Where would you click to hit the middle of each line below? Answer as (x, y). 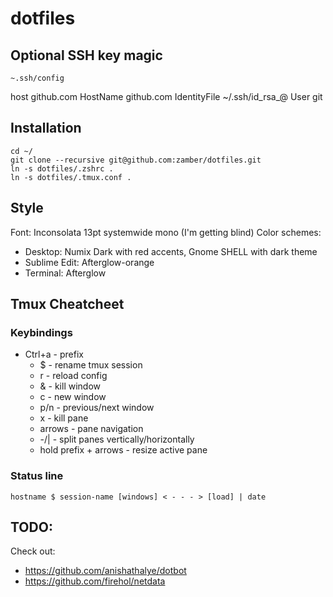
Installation (46, 128)
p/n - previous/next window (97, 408)
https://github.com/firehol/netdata (95, 581)
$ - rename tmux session (91, 365)
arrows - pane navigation (91, 429)
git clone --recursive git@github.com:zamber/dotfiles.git (136, 160)
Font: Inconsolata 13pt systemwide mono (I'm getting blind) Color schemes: (166, 232)
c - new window (73, 397)
